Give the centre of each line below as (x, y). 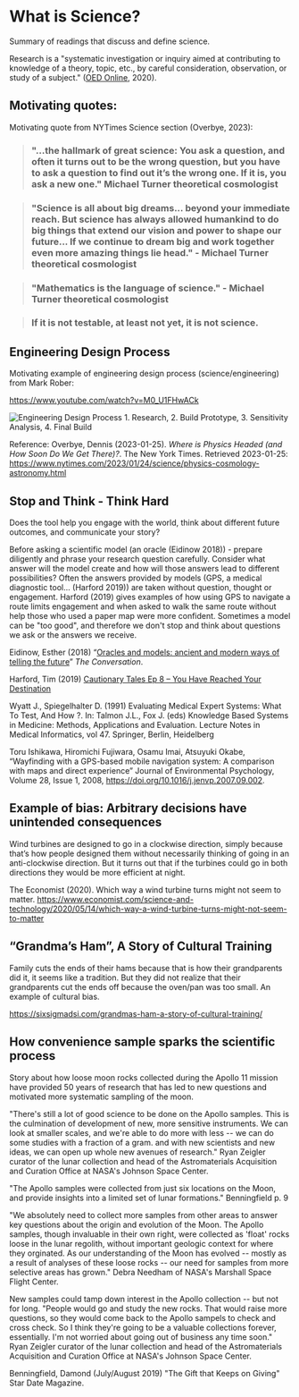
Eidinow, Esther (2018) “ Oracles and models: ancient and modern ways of (145, 652)
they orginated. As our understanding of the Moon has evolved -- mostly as (148, 1253)
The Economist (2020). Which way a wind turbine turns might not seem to (145, 889)
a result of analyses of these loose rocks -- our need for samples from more (149, 1262)
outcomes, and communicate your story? (85, 532)
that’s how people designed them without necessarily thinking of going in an (149, 853)
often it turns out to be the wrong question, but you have (156, 161)
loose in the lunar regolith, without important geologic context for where (141, 1243)
